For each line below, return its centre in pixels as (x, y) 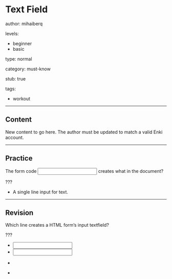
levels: (12, 33)
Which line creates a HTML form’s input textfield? (57, 225)
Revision (19, 213)
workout (21, 98)
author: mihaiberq (24, 24)
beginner (22, 43)
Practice (19, 158)
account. (15, 137)
